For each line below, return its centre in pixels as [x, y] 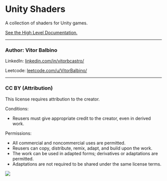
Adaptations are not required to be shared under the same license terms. [87, 164]
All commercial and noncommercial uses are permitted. [69, 143]
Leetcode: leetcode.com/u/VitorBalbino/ [46, 71]
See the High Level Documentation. [42, 32]
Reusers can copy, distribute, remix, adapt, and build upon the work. [82, 148]
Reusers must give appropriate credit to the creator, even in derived [82, 118]
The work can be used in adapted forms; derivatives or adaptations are [85, 153]
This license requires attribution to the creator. [53, 99]
